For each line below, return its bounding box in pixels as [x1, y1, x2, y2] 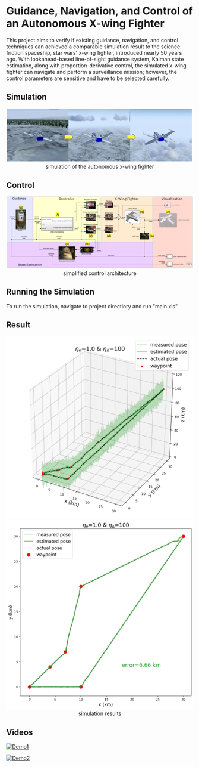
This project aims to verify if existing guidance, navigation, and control [6, 36, 178, 44]
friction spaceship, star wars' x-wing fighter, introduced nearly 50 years [6, 49, 182, 56]
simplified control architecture [63, 270, 137, 277]
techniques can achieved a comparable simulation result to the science [6, 43, 181, 50]
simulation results [78, 710, 122, 717]
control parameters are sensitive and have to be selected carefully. [6, 75, 170, 82]
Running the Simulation [6, 287, 95, 297]
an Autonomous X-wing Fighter [6, 17, 165, 30]
